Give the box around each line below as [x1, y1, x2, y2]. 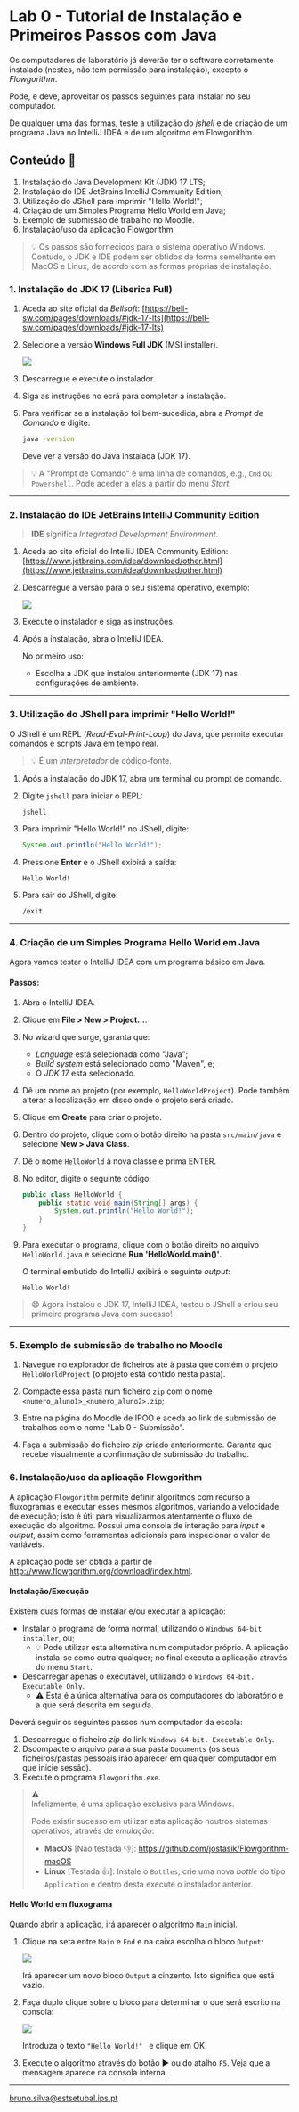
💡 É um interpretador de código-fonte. [30, 755, 172, 765]
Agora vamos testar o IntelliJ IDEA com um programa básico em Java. [9, 956, 266, 968]
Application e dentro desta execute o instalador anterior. [44, 1879, 254, 1889]
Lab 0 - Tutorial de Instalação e [9, 6, 243, 27]
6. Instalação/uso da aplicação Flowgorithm [9, 1471, 203, 1484]
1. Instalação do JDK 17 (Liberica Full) [9, 282, 173, 295]
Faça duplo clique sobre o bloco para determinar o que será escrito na [21, 1997, 281, 2008]
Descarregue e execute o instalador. [21, 373, 156, 384]
